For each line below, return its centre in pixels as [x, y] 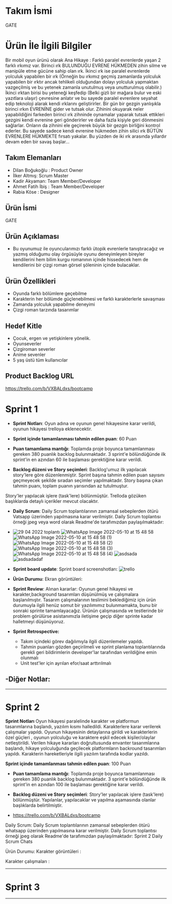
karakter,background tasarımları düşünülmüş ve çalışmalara [76, 594]
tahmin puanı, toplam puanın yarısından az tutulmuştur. [71, 486]
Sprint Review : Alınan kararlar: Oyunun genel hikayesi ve [73, 588]
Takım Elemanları [33, 158]
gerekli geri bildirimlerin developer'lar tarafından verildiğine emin [89, 652]
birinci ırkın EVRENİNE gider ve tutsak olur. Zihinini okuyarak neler [75, 109]
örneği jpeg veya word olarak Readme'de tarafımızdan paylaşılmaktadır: [88, 522]
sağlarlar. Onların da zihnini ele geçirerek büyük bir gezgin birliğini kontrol [83, 125]
